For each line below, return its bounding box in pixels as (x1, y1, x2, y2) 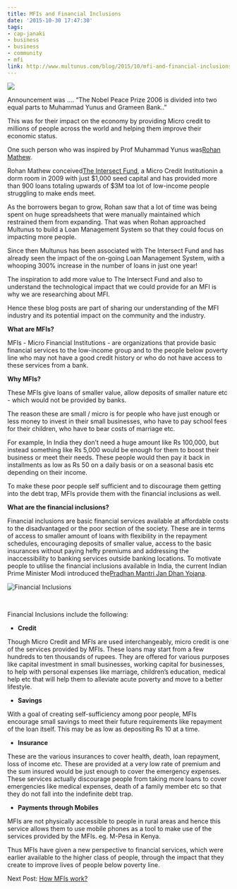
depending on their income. (7, 468, 88, 476)
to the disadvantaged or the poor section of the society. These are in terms (7, 524, 226, 533)
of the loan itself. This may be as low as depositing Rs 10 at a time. (7, 725, 200, 733)
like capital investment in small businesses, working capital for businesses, (7, 660, 225, 668)
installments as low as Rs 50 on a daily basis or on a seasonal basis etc (7, 460, 214, 469)
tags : (7, 23, 23, 30)
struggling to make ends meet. (7, 188, 97, 198)
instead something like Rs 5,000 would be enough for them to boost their (7, 445, 219, 454)
